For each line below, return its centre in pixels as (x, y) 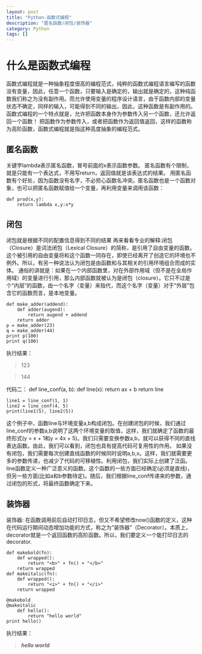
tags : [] (17, 34)
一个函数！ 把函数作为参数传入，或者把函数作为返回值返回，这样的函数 (99, 122)
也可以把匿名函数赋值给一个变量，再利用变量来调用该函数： (90, 188)
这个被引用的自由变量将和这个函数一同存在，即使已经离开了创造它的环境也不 (101, 255)
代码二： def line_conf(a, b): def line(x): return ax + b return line (85, 389)
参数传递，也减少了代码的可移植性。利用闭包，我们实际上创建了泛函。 (103, 461)
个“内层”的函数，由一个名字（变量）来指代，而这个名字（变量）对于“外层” (98, 285)
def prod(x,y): (25, 199)
